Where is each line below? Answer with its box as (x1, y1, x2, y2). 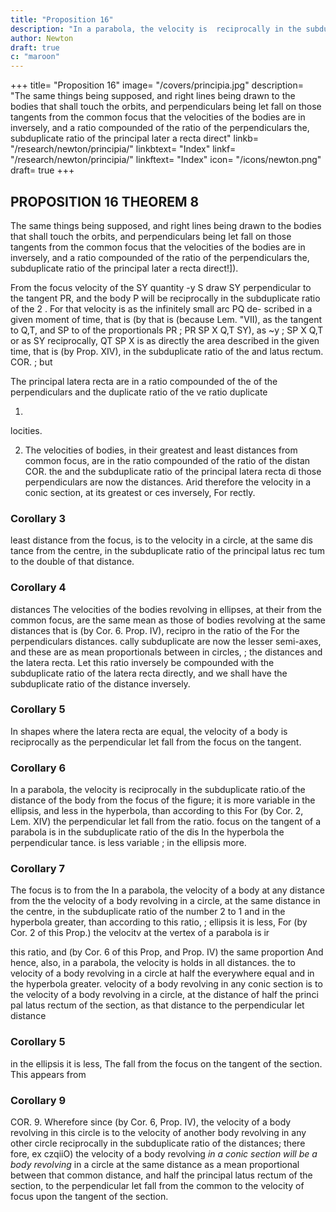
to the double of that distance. (10, 556, 135, 568)
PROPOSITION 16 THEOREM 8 (10, 193, 200, 210)
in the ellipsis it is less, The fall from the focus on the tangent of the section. (10, 1057, 323, 1070)
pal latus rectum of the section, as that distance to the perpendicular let (10, 999, 305, 1011)
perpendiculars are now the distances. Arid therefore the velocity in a (24, 476, 312, 488)
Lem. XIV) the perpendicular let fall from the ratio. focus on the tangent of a (10, 816, 322, 828)
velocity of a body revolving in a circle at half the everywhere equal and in (10, 967, 315, 980)
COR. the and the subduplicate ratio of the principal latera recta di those (24, 465, 322, 477)
